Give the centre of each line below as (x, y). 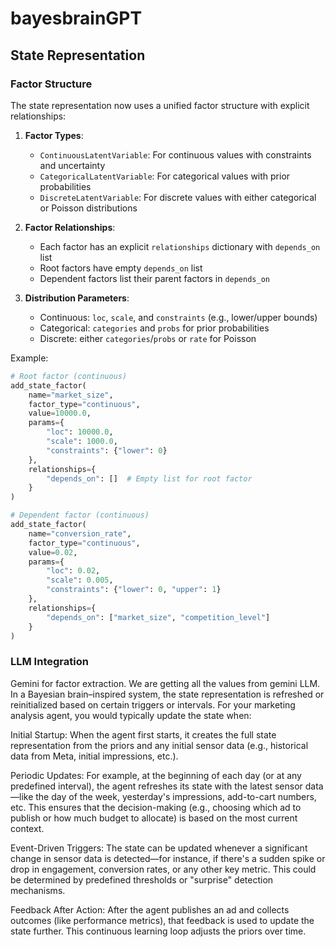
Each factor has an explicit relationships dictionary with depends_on (180, 246)
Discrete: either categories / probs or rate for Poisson (148, 338)
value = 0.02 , (53, 552)
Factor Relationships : (70, 227)
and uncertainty (72, 165)
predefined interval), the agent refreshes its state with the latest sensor (156, 786)
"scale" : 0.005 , (80, 580)
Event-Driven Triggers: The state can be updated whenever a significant (159, 848)
